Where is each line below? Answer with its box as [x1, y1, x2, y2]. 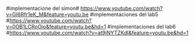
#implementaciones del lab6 [107, 23, 176, 30]
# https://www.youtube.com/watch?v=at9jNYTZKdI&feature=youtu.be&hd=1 [6, 29, 189, 36]
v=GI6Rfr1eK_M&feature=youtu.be [6, 11, 89, 18]
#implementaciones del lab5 [90, 11, 159, 18]
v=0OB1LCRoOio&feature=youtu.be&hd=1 [6, 23, 106, 30]
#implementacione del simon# [6, 5, 79, 12]
